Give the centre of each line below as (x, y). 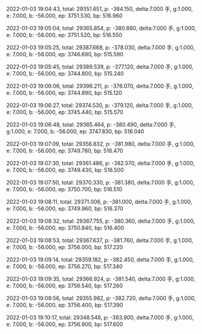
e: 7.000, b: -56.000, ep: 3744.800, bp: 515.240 (65, 74)
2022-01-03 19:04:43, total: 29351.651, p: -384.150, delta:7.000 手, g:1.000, (100, 9)
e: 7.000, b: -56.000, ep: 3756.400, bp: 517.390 (65, 305)
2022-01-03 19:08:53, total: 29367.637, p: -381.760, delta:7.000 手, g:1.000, (100, 240)
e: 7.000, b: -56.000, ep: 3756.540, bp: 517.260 (65, 286)
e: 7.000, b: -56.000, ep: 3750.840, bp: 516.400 (65, 228)
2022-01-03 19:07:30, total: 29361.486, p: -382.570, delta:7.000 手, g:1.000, (100, 163)
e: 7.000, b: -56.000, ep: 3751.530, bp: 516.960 (64, 16)
